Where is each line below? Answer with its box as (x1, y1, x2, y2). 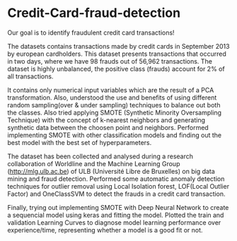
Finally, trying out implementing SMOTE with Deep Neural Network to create (7, 203, 229, 211)
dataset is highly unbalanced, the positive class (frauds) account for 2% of (7, 64, 225, 73)
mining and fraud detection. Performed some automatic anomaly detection (7, 175, 225, 183)
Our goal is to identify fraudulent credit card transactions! (7, 28, 175, 37)
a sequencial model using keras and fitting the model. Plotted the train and (7, 211, 224, 219)
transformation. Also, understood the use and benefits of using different (7, 93, 217, 102)
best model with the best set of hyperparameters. (7, 138, 152, 146)
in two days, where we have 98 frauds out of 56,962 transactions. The (7, 57, 212, 65)
